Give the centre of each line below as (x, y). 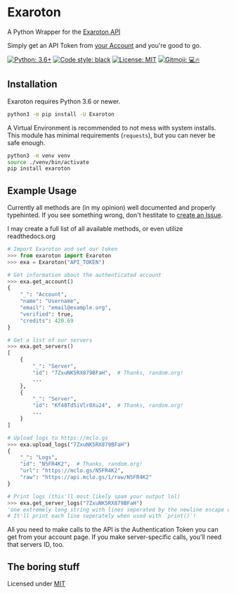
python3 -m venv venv (39, 156)
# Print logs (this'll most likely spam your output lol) (94, 496)
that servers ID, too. (36, 545)
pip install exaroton (39, 169)
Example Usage (42, 191)
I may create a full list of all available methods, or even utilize (95, 229)
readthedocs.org (32, 236)
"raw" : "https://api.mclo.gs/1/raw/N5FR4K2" (86, 477)
